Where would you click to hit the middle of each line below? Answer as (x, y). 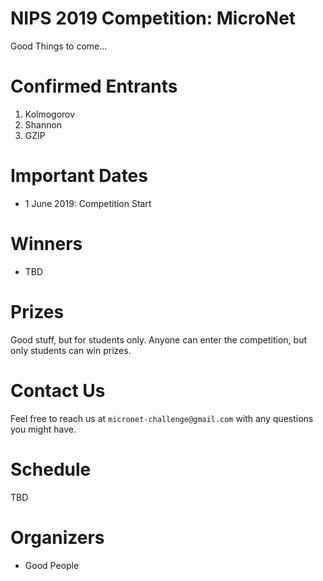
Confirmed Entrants (94, 86)
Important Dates (79, 176)
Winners (46, 244)
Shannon (43, 124)
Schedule (51, 469)
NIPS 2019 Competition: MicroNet (153, 18)
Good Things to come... (59, 46)
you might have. (43, 429)
